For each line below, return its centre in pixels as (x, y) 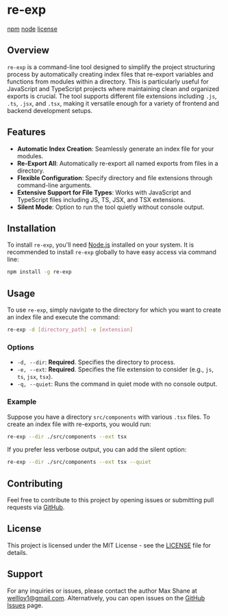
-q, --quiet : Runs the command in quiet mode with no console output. (117, 384)
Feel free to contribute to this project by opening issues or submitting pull (111, 500)
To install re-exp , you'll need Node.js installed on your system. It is (101, 245)
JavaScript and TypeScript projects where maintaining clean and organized (113, 88)
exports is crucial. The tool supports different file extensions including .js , (112, 96)
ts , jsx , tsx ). (35, 377)
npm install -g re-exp (39, 272)
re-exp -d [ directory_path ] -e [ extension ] (70, 330)
